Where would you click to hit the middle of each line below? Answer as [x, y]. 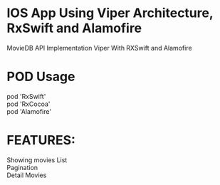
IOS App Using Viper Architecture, [110, 13]
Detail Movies [27, 175]
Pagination [22, 167]
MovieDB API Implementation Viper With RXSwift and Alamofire [100, 48]
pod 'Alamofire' [29, 111]
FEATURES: [41, 141]
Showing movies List [37, 160]
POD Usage [41, 77]
